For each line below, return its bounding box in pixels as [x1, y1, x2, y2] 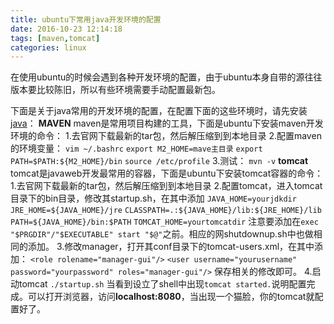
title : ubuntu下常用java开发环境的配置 [10, 14, 162, 25]
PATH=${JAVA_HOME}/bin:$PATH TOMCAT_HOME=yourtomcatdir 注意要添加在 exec [10, 216, 319, 228]
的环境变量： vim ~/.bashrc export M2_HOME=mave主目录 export [10, 142, 263, 155]
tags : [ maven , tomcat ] [10, 33, 101, 43]
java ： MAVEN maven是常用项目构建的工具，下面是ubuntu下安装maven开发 [10, 117, 324, 130]
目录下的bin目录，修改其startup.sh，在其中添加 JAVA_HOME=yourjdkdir [10, 192, 297, 205]
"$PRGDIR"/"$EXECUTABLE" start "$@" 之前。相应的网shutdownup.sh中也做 [10, 228, 314, 240]
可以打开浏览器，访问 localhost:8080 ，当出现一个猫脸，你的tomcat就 [27, 291, 315, 303]
